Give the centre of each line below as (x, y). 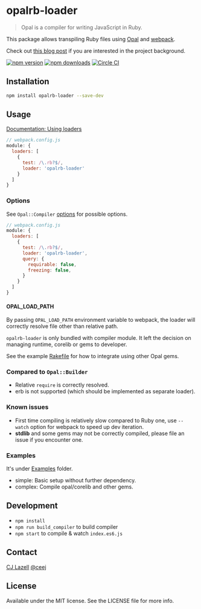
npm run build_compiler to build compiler (66, 527)
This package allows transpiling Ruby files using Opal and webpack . (91, 39)
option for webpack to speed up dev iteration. (87, 427)
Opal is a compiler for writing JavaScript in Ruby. (82, 27)
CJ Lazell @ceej (26, 567)
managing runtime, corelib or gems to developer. (67, 344)
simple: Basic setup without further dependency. (75, 481)
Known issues (27, 407)
